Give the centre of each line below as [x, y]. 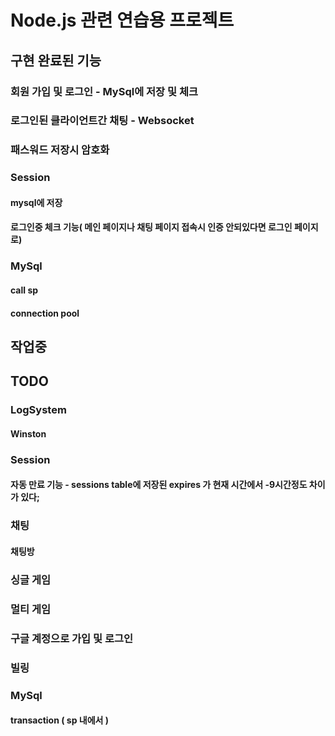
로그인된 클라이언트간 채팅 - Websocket [102, 121]
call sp [24, 290]
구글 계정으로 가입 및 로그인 [72, 638]
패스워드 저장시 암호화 [60, 150]
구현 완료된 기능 [56, 60]
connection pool [45, 313]
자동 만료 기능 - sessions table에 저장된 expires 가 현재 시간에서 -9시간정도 [159, 485]
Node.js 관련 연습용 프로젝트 [122, 20]
